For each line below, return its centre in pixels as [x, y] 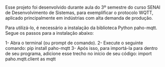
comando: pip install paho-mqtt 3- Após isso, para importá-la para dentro [81, 48]
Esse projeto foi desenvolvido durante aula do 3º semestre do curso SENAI [83, 7]
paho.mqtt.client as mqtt [31, 59]
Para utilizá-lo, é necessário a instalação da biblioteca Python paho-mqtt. [81, 28]
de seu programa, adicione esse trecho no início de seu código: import [78, 53]
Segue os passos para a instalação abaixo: [50, 33]
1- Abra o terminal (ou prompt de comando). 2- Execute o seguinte [74, 43]
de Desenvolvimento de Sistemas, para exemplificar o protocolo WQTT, [79, 13]
